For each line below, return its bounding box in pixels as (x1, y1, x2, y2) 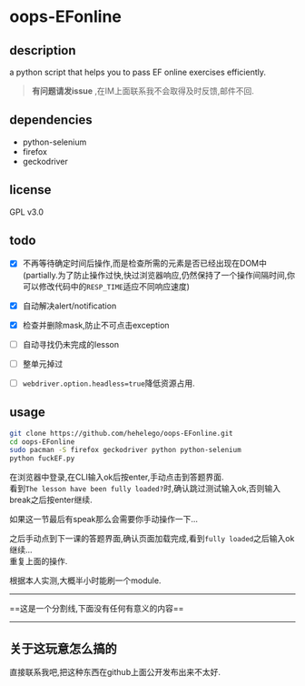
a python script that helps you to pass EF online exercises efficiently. (9, 66, 266, 77)
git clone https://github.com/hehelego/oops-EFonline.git (9, 429, 233, 438)
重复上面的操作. (9, 556, 68, 567)
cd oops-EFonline (9, 437, 75, 447)
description (9, 43, 76, 58)
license (9, 182, 52, 197)
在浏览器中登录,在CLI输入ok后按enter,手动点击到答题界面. (9, 471, 224, 483)
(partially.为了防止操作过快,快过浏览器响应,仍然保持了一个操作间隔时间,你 (22, 269, 296, 280)
